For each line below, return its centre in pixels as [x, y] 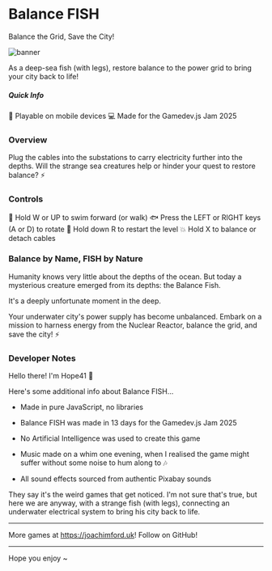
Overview [28, 140]
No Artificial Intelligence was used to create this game [110, 438]
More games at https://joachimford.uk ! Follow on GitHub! [103, 535]
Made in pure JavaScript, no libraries [82, 407]
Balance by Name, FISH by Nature [76, 259]
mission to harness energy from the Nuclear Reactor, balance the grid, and [133, 325]
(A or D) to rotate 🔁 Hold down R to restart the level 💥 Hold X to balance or [132, 229]
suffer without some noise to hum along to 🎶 [93, 463]
